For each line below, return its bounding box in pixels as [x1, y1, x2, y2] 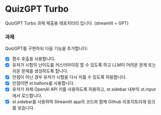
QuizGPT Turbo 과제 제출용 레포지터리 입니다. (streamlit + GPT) [5, 20, 129, 26]
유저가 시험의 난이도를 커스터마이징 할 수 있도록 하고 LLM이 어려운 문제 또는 [12, 62, 156, 68]
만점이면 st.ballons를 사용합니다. [12, 80, 75, 86]
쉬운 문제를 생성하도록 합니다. [12, 68, 69, 74]
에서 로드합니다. [12, 93, 42, 98]
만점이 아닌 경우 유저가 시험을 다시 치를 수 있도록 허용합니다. [12, 74, 127, 80]
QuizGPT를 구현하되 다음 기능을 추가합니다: [5, 45, 88, 52]
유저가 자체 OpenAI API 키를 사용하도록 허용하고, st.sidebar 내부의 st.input [12, 86, 156, 92]
